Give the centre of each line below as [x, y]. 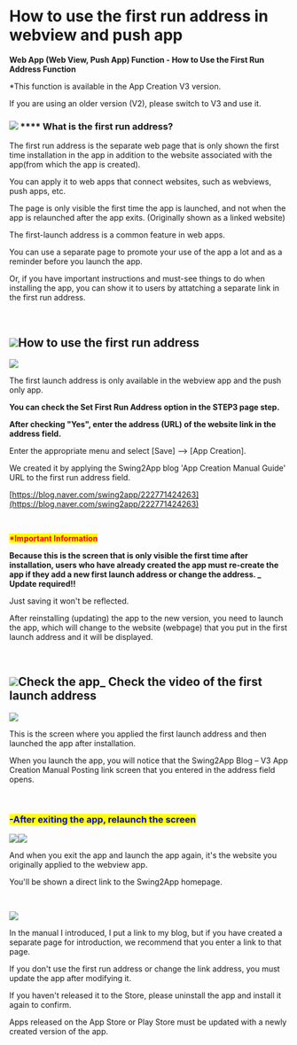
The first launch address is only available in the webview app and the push [145, 381]
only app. [26, 390]
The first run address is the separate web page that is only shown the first [144, 146]
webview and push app [96, 35]
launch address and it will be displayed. [81, 637]
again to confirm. [40, 1005]
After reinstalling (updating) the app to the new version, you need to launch [146, 619]
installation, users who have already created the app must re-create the [144, 565]
